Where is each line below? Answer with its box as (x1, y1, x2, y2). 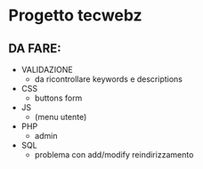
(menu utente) (34, 112, 87, 122)
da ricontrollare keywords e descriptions (34, 74, 183, 84)
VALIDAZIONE (20, 64, 73, 75)
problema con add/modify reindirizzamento (34, 149, 194, 160)
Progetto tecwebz (8, 5, 143, 26)
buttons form (34, 93, 83, 103)
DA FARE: (8, 41, 61, 56)
